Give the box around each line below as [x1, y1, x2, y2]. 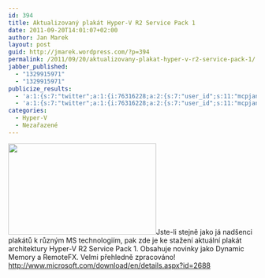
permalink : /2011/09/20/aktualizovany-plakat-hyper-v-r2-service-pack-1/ [8, 56, 256, 64]
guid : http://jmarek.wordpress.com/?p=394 [8, 48, 150, 56]
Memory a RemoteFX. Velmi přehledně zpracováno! [8, 252, 176, 261]
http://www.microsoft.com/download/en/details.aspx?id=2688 [8, 261, 211, 270]
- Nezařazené [15, 121, 58, 129]
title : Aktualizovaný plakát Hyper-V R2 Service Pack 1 [8, 19, 196, 27]
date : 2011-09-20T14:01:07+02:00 [8, 26, 118, 34]
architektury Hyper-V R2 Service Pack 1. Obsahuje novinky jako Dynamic [8, 243, 244, 253]
